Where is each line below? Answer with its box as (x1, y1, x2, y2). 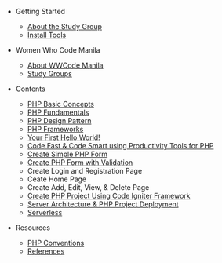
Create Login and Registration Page (27, 166, 143, 175)
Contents (15, 84, 45, 93)
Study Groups (27, 69, 72, 78)
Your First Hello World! (27, 133, 100, 142)
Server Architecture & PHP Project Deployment (27, 199, 179, 209)
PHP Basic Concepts (27, 100, 95, 108)
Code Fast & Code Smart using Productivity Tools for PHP (27, 141, 214, 150)
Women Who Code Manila (15, 46, 100, 54)
